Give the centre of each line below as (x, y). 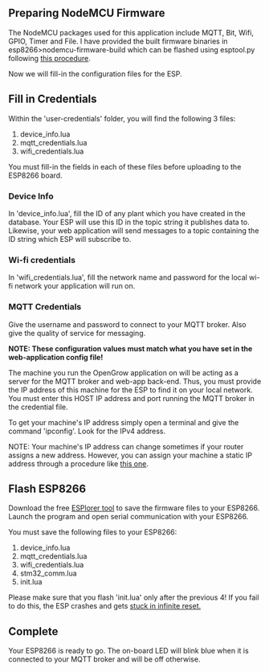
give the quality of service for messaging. (77, 333)
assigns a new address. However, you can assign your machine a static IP (130, 455)
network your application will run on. (75, 286)
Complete (33, 631)
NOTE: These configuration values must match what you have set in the (130, 348)
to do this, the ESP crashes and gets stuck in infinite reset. (105, 606)
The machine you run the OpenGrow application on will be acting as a (124, 372)
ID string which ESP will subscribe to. (70, 239)
